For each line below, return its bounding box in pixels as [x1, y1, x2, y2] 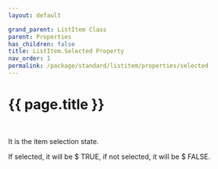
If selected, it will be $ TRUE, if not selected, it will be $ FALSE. [8, 152, 211, 161]
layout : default [8, 11, 61, 20]
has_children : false [8, 40, 76, 48]
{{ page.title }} [8, 95, 105, 113]
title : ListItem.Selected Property [8, 48, 125, 56]
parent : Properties [8, 33, 72, 41]
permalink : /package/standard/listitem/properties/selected [8, 62, 209, 70]
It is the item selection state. [8, 136, 100, 146]
